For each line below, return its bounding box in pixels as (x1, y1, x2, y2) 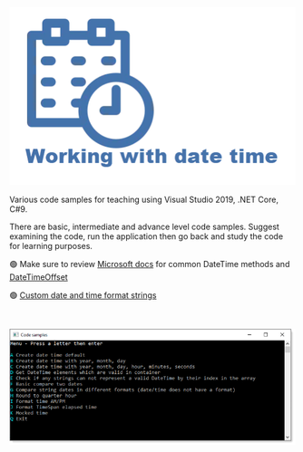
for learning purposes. (9, 241, 93, 252)
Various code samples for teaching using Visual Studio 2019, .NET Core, (9, 194, 279, 206)
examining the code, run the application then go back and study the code (9, 231, 284, 242)
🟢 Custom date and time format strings (9, 290, 157, 301)
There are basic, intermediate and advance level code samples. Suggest (9, 221, 279, 233)
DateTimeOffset (9, 272, 68, 283)
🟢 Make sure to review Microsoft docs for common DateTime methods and (9, 259, 290, 270)
